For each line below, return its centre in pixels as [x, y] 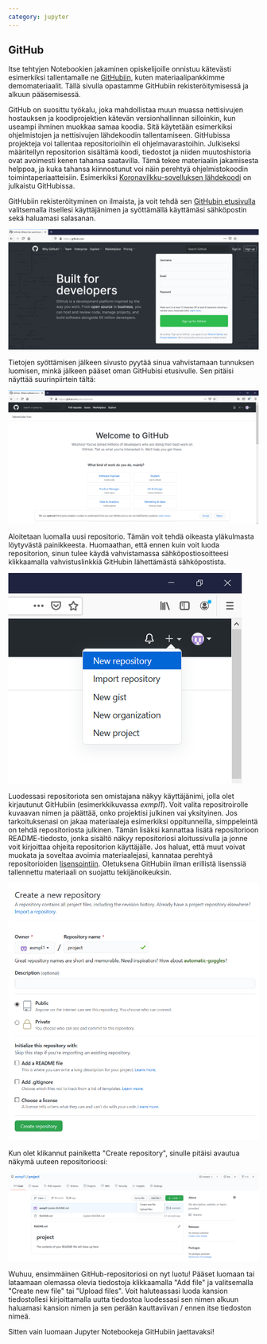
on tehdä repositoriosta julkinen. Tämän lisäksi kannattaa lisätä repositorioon [133, 830]
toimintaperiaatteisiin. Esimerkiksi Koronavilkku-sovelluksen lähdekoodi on [130, 177]
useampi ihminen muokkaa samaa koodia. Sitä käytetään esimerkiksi [120, 127]
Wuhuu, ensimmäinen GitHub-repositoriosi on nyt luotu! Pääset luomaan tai [132, 1274]
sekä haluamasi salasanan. [52, 218]
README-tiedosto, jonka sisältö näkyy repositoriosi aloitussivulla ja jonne [128, 838]
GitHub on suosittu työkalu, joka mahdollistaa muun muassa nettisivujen [126, 110]
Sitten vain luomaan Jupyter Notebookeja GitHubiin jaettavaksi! [111, 1332]
